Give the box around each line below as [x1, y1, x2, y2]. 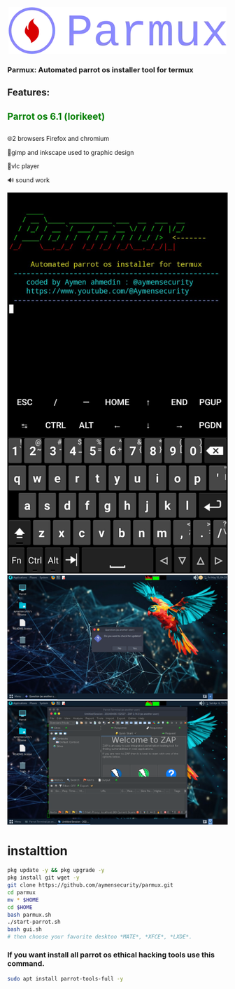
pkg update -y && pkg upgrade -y [7, 867, 105, 874]
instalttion [7, 843, 68, 859]
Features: [7, 87, 50, 99]
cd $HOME [7, 903, 33, 910]
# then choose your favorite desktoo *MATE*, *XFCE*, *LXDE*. [7, 934, 192, 941]
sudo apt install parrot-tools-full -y [7, 976, 124, 983]
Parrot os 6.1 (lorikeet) [7, 110, 106, 122]
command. [7, 959, 45, 969]
